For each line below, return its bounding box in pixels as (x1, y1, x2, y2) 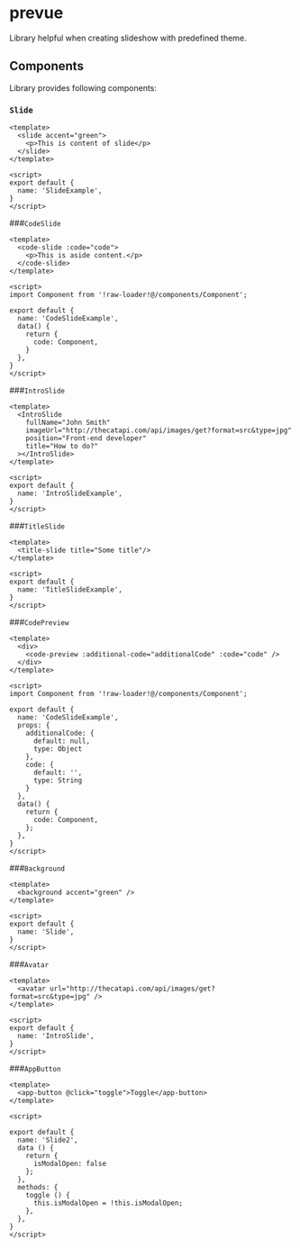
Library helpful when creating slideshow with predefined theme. (9, 32, 247, 43)
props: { (17, 721, 50, 730)
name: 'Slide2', (17, 1135, 78, 1145)
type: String (32, 776, 83, 785)
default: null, (32, 737, 91, 746)
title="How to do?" (25, 442, 99, 451)
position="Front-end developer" (25, 434, 147, 443)
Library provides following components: (9, 82, 158, 93)
